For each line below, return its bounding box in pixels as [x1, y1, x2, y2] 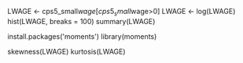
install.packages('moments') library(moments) [7, 31, 157, 41]
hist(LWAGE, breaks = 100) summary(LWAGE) [7, 16, 156, 26]
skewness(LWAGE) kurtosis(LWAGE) [7, 47, 127, 56]
